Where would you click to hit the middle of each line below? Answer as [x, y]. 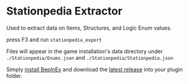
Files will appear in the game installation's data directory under [85, 51]
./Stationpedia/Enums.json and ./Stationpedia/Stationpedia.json [90, 57]
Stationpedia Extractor [65, 11]
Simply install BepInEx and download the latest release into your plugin [94, 69]
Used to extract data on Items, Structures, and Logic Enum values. [89, 28]
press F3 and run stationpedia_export [54, 39]
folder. [14, 76]
